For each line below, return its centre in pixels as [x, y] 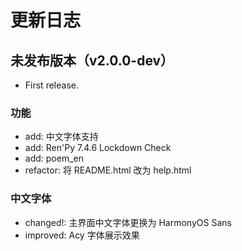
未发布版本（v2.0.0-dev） [92, 60]
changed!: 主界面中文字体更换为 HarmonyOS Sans [128, 222]
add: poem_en [54, 158]
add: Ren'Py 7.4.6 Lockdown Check [98, 148]
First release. [51, 85]
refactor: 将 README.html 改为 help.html [108, 170]
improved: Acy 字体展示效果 [82, 235]
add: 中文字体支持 [61, 137]
